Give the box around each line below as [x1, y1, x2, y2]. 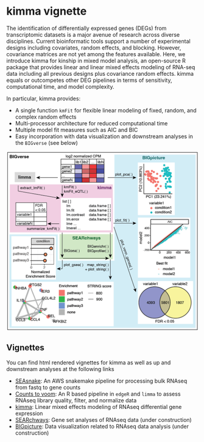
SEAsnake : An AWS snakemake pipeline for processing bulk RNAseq [15, 377, 188, 385]
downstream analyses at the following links [6, 365, 114, 372]
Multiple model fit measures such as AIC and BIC [15, 126, 138, 133]
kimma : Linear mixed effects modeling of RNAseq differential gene [15, 403, 182, 410]
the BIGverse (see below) [15, 139, 78, 146]
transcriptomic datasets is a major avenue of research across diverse [6, 31, 180, 38]
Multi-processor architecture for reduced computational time [15, 119, 168, 127]
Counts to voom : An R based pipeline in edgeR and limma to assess [15, 390, 181, 397]
